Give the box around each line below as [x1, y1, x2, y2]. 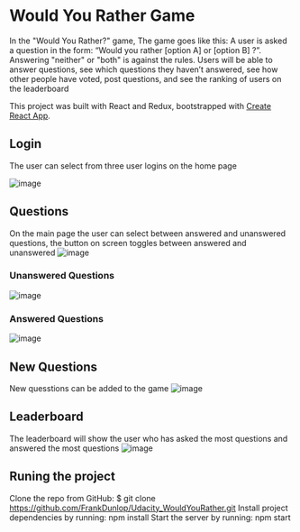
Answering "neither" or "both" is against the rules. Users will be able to [9, 54, 273, 65]
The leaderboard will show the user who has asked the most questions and [9, 433, 288, 444]
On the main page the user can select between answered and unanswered [9, 227, 286, 239]
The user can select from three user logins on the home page [9, 160, 237, 171]
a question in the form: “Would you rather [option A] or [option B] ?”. [9, 44, 262, 55]
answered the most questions [9, 443, 120, 454]
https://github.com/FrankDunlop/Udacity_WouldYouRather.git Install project [9, 502, 288, 513]
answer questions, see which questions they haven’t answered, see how [9, 64, 278, 75]
